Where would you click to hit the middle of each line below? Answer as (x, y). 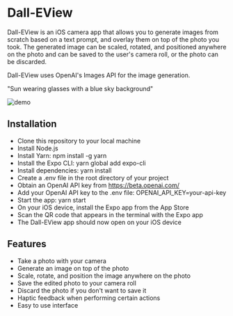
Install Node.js (38, 148)
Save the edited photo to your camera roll (77, 283)
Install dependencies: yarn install (64, 170)
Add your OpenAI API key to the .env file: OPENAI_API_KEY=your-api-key (122, 192)
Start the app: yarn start (51, 200)
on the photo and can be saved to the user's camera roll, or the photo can (113, 54)
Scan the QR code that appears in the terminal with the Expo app (110, 214)
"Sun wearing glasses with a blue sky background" (80, 88)
